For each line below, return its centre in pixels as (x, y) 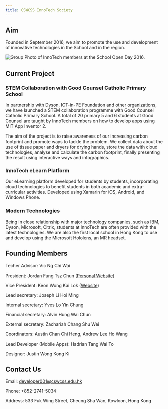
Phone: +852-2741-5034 (31, 391)
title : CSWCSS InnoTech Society (39, 10)
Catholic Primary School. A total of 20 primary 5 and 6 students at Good (79, 116)
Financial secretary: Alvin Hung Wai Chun (48, 314)
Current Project (30, 73)
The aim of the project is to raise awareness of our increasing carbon (76, 136)
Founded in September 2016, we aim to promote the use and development (82, 42)
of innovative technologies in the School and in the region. (65, 48)
